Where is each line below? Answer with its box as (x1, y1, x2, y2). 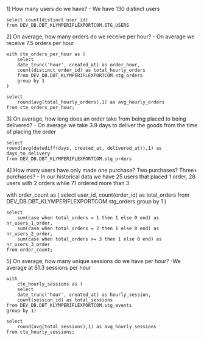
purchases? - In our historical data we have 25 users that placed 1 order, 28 (6, 173, 196, 180)
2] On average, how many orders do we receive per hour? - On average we (6, 33, 195, 40)
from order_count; (6, 247, 53, 253)
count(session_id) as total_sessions (17, 297, 113, 303)
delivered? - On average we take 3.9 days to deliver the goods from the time (6, 122, 198, 128)
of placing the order (6, 128, 56, 135)
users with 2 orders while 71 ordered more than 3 (6, 180, 130, 186)
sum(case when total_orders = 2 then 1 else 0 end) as (17, 225, 160, 231)
